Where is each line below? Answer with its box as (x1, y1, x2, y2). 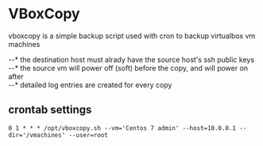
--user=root (68, 131, 109, 139)
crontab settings (8, 103, 92, 117)
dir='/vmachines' (8, 131, 66, 139)
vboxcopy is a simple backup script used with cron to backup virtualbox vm (8, 31, 256, 40)
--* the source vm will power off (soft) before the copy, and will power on (8, 63, 249, 72)
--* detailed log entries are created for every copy (8, 80, 172, 90)
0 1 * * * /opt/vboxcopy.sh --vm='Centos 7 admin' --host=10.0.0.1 (8, 124, 237, 132)
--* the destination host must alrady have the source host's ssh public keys (8, 55, 255, 64)
